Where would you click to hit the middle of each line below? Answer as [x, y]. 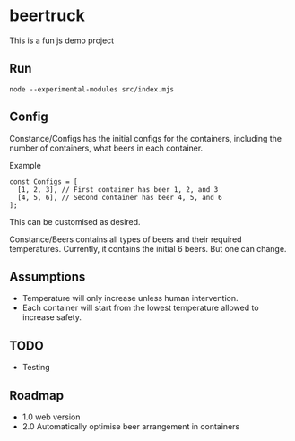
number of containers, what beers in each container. [106, 148]
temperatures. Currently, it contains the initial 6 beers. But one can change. [148, 248]
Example [26, 165]
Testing [36, 367]
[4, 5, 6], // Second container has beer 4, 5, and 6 [120, 197]
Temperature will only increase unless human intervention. [130, 298]
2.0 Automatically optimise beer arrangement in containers [131, 426]
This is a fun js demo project [62, 40]
